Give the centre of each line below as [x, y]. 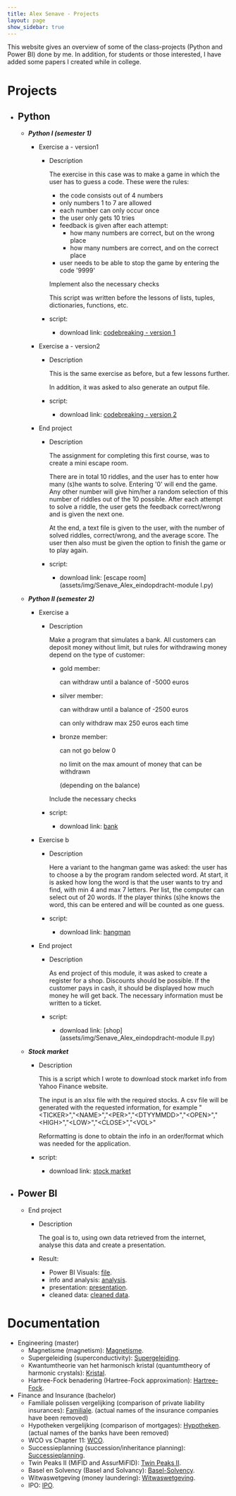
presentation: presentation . [88, 1287]
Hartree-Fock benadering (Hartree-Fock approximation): [110, 1380]
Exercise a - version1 [69, 147]
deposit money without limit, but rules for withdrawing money [138, 647]
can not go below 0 [88, 750]
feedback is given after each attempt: [114, 226]
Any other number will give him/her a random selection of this [139, 492]
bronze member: [83, 737]
